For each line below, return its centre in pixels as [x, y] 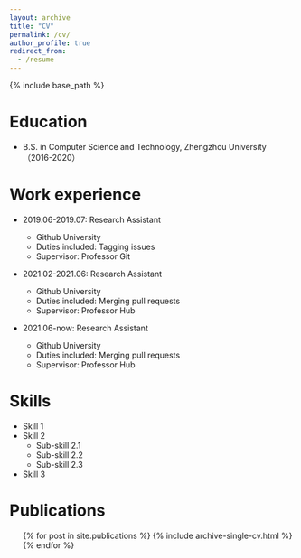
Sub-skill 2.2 [60, 455]
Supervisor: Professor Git [83, 256]
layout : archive [40, 18]
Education [48, 122]
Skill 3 [34, 474]
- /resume [36, 60]
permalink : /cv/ [40, 34]
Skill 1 [33, 426]
